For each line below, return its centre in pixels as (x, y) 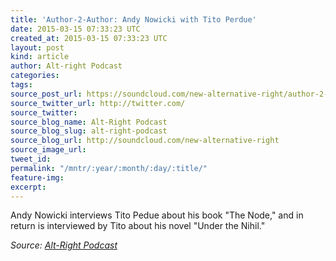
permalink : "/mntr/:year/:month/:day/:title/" (109, 168)
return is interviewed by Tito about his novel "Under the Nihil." (138, 226)
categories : (35, 76)
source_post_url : (46, 94)
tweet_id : (31, 159)
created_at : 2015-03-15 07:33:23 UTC (89, 38)
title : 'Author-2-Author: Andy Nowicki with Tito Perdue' (133, 19)
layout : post (37, 47)
